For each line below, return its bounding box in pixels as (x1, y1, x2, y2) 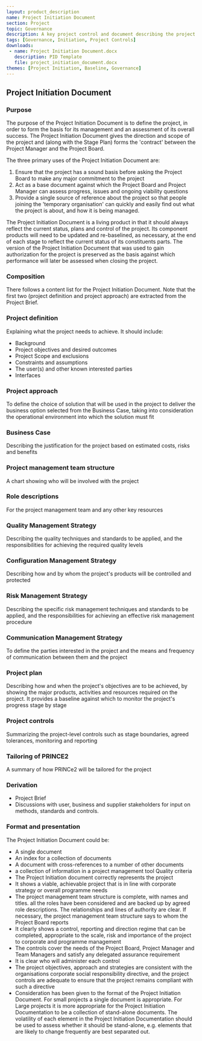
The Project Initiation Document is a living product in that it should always (6, 219, 189, 226)
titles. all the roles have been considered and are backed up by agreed (14, 899, 191, 907)
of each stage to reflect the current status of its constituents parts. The (6, 238, 183, 245)
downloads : (6, 43, 34, 49)
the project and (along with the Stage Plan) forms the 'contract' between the (6, 138, 196, 146)
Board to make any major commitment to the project (14, 175, 145, 182)
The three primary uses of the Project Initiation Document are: (6, 157, 160, 164)
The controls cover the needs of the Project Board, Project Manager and (14, 944, 195, 952)
